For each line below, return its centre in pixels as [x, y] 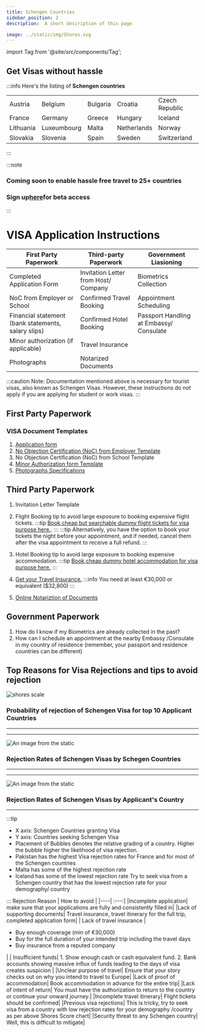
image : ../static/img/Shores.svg [49, 34]
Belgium [53, 104]
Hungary [129, 118]
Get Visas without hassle [55, 71]
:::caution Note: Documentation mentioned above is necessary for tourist [98, 381]
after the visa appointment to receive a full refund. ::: [81, 542]
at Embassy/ [155, 324]
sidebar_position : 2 [33, 18]
